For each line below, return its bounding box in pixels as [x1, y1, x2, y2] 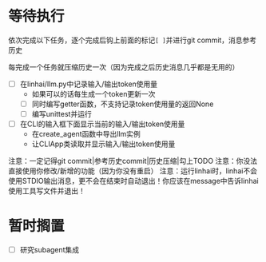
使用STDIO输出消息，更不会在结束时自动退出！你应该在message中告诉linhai [8, 177, 259, 186]
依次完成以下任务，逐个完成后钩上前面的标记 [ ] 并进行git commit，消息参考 [8, 35, 257, 45]
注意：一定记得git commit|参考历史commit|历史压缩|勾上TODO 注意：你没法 [8, 157, 258, 166]
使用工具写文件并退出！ [8, 186, 85, 196]
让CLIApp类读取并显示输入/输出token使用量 [31, 139, 176, 149]
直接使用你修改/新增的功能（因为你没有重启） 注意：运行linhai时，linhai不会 [8, 166, 258, 176]
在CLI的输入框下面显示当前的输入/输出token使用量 [19, 119, 185, 129]
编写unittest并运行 [31, 109, 92, 119]
